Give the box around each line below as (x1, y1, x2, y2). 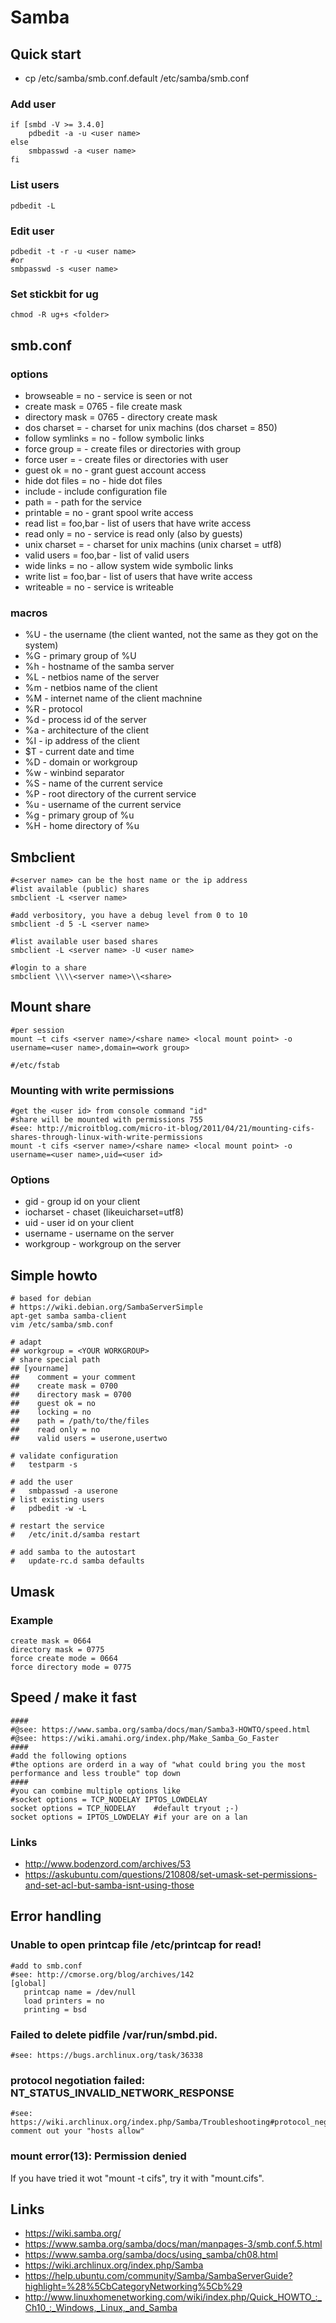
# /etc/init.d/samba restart (10, 1530, 141, 1540)
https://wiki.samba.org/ (24, 2227, 122, 2240)
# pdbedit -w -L (10, 1504, 87, 1514)
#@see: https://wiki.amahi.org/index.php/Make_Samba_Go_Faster (10, 1733, 280, 1743)
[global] (10, 1978, 47, 1988)
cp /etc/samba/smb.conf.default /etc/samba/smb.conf (24, 72, 250, 84)
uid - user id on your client (24, 1217, 135, 1229)
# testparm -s (10, 1460, 78, 1470)
